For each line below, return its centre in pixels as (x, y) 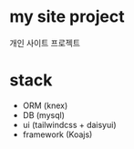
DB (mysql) (44, 114)
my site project (67, 17)
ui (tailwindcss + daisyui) (69, 124)
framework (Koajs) (57, 134)
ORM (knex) (45, 105)
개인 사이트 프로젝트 (45, 43)
